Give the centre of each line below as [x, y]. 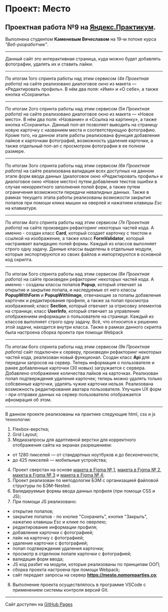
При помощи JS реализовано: [44, 502]
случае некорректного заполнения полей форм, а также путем [72, 187]
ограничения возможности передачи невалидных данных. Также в [77, 192]
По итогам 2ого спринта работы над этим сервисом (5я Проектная [77, 109]
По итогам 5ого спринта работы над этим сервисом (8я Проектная [77, 274]
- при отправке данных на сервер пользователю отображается [73, 394]
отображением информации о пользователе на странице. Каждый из [79, 316]
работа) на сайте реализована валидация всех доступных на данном [79, 171]
